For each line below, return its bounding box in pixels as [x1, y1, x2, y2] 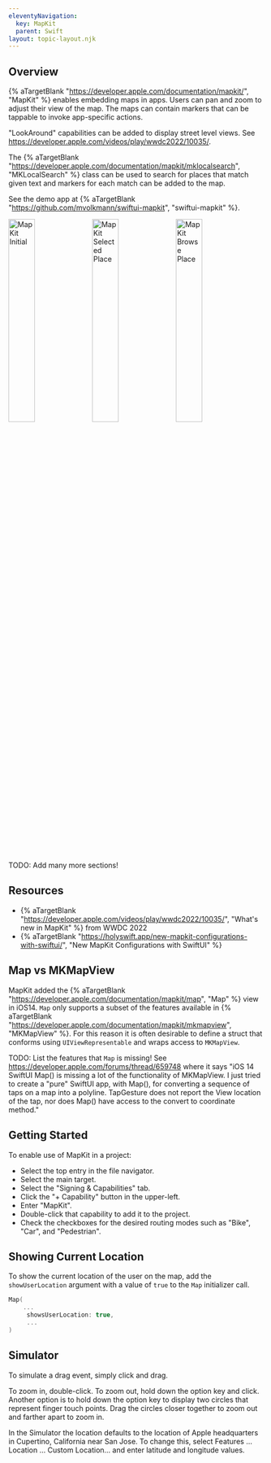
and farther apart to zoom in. [8, 1412, 105, 1422]
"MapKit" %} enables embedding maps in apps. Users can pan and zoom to [8, 95, 262, 105]
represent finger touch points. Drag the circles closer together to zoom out [8, 1403, 258, 1413]
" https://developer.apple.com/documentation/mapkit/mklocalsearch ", [8, 161, 241, 171]
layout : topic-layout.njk [8, 34, 96, 43]
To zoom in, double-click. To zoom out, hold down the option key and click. [8, 1386, 260, 1395]
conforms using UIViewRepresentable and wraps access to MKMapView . [8, 1037, 240, 1046]
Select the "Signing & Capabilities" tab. [19, 1183, 151, 1193]
